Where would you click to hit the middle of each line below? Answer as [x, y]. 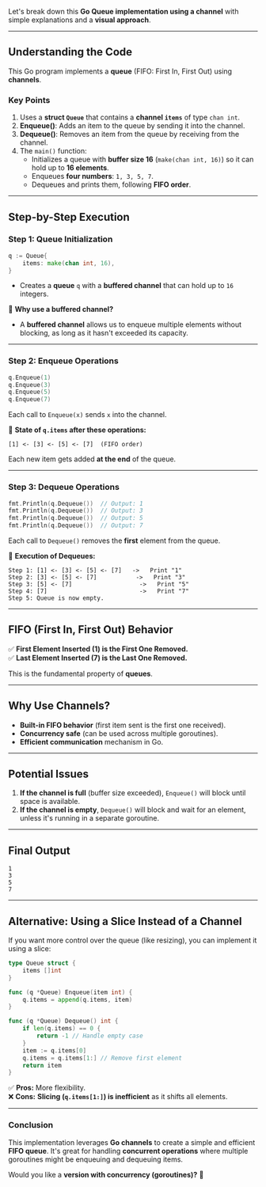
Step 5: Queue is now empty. [56, 598]
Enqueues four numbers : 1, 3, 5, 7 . [93, 176]
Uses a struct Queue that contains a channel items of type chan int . [129, 117]
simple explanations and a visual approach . [80, 20]
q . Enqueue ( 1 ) [30, 377]
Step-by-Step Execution [69, 217]
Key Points [29, 100]
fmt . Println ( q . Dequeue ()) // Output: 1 [76, 503]
